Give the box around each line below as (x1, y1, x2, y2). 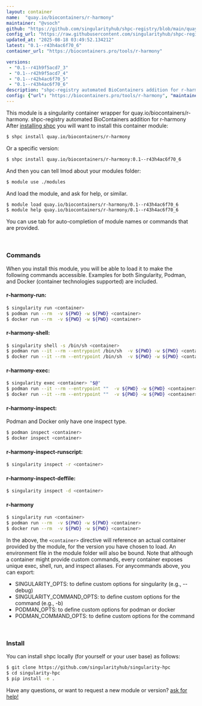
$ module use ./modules (6, 179, 66, 185)
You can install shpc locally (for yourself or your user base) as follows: (6, 653, 180, 660)
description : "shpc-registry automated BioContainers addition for (6, 87, 179, 94)
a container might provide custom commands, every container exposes (6, 556, 183, 563)
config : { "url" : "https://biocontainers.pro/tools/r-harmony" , (6, 93, 168, 99)
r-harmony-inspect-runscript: (6, 448, 83, 456)
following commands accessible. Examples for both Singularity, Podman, (6, 271, 186, 278)
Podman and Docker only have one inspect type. (6, 418, 127, 425)
